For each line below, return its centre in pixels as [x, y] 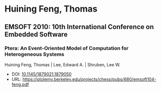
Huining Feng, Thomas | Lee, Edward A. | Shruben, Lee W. [63, 64]
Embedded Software [36, 34]
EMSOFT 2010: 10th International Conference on [79, 27]
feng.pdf [20, 84]
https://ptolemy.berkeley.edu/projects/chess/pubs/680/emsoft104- [89, 79]
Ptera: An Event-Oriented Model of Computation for [67, 48]
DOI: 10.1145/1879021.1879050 [41, 74]
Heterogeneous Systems [34, 54]
